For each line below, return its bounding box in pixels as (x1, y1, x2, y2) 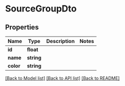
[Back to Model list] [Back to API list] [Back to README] (5, 75, 120, 81)
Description (46, 38, 75, 44)
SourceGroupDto (5, 3, 77, 14)
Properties (5, 23, 39, 31)
